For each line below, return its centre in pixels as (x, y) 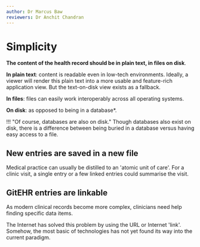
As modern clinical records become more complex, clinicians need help (94, 207)
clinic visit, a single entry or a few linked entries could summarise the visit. (98, 174)
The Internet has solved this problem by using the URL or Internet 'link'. (94, 225)
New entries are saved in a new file (72, 153)
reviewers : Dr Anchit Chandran (45, 17)
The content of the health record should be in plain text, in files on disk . (96, 63)
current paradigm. (28, 237)
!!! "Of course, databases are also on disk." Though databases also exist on (99, 122)
